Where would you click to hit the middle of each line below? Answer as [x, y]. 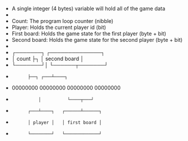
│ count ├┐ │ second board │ [48, 59]
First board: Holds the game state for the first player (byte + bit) [89, 34]
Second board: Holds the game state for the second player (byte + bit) [97, 40]
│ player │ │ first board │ [65, 123]
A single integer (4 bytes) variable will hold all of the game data [88, 9]
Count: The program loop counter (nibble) [62, 21]
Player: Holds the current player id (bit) [59, 27]
